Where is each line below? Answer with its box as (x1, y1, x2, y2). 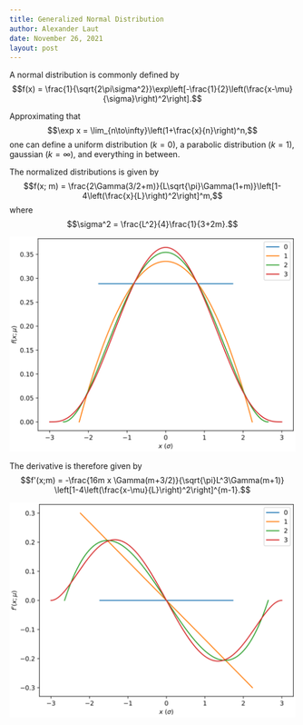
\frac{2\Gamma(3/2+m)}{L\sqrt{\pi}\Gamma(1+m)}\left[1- (67, 181, 282, 192)
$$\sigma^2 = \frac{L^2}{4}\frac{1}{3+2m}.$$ (66, 219, 239, 230)
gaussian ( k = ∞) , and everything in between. (9, 149, 181, 160)
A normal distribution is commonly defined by (9, 69, 180, 81)
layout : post (9, 44, 59, 53)
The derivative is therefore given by (9, 461, 142, 472)
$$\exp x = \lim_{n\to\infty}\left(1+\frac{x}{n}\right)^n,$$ (46, 125, 259, 136)
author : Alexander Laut (9, 24, 100, 34)
